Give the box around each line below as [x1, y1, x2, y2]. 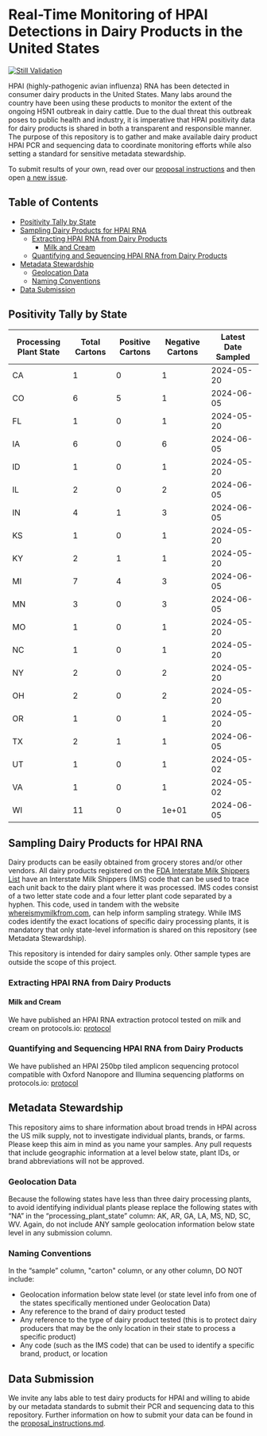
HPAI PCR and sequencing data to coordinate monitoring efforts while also [8, 140, 252, 150]
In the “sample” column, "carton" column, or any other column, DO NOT [8, 1266, 243, 1275]
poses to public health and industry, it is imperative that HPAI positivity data [8, 115, 256, 124]
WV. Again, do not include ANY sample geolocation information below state [8, 1219, 255, 1229]
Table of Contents [8, 196, 99, 209]
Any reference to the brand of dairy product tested [19, 1307, 186, 1317]
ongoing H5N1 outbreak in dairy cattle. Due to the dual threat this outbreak [8, 106, 252, 116]
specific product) [19, 1332, 77, 1342]
